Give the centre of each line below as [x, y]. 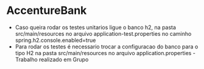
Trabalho [26, 59]
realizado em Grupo [64, 59]
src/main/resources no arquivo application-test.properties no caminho [103, 33]
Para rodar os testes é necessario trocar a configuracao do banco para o [107, 47]
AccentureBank [47, 11]
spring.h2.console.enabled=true [55, 40]
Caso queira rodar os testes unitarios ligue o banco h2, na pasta [96, 27]
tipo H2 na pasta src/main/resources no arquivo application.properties [103, 53]
